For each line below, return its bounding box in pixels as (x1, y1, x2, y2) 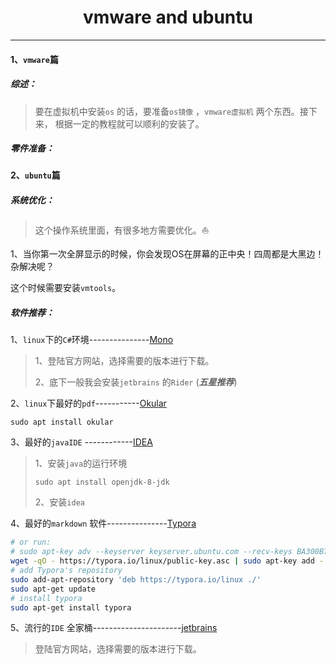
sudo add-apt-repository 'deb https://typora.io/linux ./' (10, 574, 262, 585)
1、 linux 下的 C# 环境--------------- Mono (10, 334, 174, 346)
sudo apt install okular (10, 417, 114, 428)
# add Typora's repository (10, 566, 123, 576)
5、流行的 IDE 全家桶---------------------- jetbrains (10, 622, 218, 634)
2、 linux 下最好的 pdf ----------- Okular (10, 397, 167, 410)
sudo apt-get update (10, 584, 97, 594)
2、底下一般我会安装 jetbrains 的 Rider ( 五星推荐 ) (34, 376, 238, 388)
